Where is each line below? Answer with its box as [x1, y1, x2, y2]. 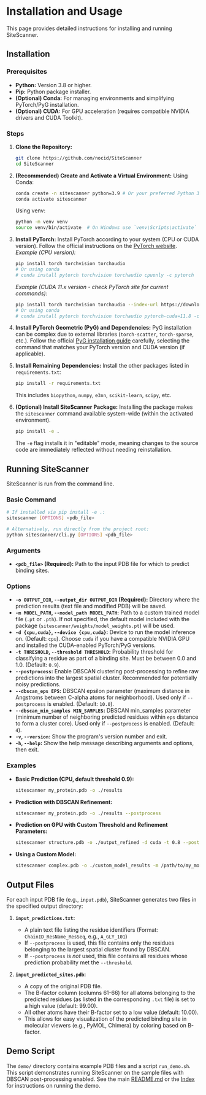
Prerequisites [6, 68, 47, 76]
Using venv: [15, 207, 46, 214]
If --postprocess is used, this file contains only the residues [24, 939, 175, 946]
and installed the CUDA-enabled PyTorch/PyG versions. [15, 641, 156, 649]
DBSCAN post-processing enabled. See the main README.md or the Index [6, 1075, 195, 1083]
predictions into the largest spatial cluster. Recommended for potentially [15, 674, 197, 682]
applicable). [15, 350, 45, 357]
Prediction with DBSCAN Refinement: [15, 798, 113, 805]
